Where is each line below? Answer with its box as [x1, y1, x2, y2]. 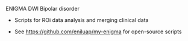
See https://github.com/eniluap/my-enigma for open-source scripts [14, 28, 182, 35]
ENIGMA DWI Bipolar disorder [5, 5, 80, 12]
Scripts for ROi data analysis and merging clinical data [14, 17, 149, 23]
